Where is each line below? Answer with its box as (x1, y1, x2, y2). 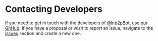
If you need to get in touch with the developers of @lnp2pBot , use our (5, 20, 148, 26)
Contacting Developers (5, 3, 103, 15)
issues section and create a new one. (5, 30, 81, 36)
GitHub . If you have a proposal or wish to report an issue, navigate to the (5, 25, 154, 31)
